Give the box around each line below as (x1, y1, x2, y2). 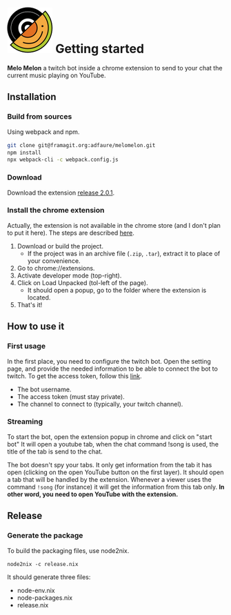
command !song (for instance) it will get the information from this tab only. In (7, 482, 225, 491)
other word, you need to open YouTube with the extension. (7, 490, 179, 498)
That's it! (17, 300, 43, 309)
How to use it (7, 321, 65, 333)
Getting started (54, 41, 145, 57)
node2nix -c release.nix (7, 560, 79, 567)
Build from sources (7, 112, 72, 121)
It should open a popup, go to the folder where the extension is (27, 286, 207, 294)
